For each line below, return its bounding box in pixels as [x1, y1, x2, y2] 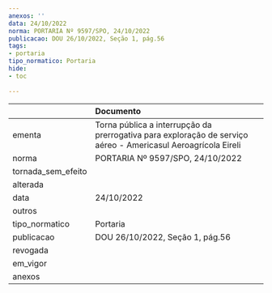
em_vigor [12, 257, 47, 269]
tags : [8, 42, 27, 50]
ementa [12, 129, 42, 140]
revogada [12, 244, 49, 256]
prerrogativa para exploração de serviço [95, 129, 249, 140]
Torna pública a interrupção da [95, 119, 212, 130]
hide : [8, 65, 27, 73]
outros [12, 205, 38, 216]
